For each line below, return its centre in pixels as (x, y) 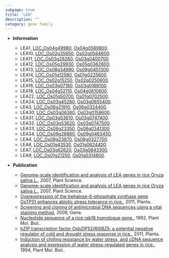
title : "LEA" (19, 15)
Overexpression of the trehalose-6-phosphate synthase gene (84, 196)
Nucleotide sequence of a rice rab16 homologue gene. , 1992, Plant (90, 218)
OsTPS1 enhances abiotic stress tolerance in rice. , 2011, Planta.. (86, 202)
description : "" (22, 19)
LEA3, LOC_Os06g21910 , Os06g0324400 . (64, 107)
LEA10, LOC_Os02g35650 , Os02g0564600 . (65, 54)
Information (25, 38)
